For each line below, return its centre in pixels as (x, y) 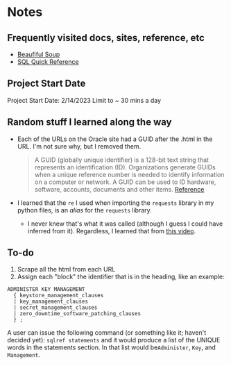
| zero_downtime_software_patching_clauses (77, 314)
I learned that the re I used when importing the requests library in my (115, 203)
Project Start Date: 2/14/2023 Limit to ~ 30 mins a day (84, 100)
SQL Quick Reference (48, 62)
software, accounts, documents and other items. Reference (119, 189)
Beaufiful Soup (38, 54)
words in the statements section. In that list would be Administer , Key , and (112, 347)
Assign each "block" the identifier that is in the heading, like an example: (121, 277)
